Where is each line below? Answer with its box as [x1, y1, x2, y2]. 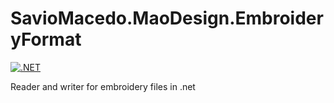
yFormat [10, 28, 82, 51]
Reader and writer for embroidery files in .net [10, 80, 196, 92]
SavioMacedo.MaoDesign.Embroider [10, 7, 324, 30]
